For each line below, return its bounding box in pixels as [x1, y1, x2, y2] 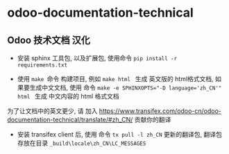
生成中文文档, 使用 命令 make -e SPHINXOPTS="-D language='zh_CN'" [29, 83, 222, 92]
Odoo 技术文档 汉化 [7, 34, 91, 46]
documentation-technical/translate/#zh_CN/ [7, 116, 133, 123]
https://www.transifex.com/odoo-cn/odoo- [99, 107, 222, 115]
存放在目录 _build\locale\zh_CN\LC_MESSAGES [17, 139, 146, 147]
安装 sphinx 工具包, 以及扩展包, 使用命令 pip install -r [17, 54, 178, 62]
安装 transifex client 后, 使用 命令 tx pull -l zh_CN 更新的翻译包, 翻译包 [17, 130, 222, 138]
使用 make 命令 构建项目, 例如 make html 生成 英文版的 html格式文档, [17, 75, 214, 83]
